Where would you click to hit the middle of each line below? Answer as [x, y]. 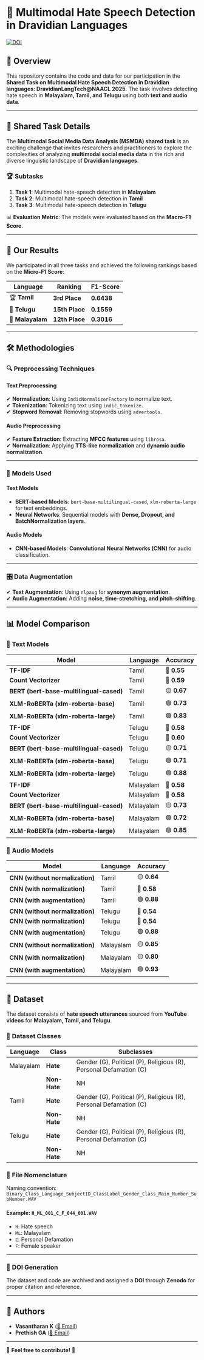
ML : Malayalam [33, 1232]
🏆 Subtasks [25, 177]
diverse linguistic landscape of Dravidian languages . [73, 160]
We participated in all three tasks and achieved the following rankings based [102, 265]
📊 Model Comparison [48, 624]
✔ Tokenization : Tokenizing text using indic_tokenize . [75, 406]
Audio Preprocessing [33, 426]
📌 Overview [29, 61]
